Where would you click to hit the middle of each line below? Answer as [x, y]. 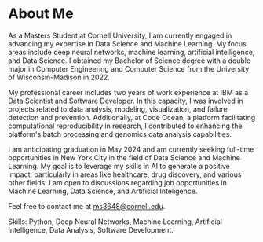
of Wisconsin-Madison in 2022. [59, 77]
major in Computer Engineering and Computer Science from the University [129, 68]
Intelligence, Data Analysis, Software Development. [91, 229]
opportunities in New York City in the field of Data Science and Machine [124, 157]
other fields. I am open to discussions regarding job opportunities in [118, 182]
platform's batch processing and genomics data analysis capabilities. [120, 134]
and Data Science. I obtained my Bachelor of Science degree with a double [130, 60]
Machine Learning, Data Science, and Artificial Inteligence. [103, 191]
